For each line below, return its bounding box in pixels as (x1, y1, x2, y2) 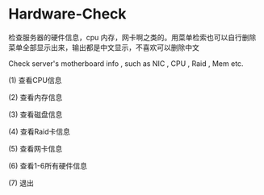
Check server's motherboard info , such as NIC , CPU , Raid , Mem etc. (8, 58, 244, 68)
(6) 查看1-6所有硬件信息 (8, 160, 87, 170)
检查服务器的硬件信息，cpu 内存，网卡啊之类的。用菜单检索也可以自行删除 (8, 32, 257, 42)
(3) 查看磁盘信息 (8, 110, 63, 119)
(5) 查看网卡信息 (8, 143, 63, 153)
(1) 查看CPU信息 (8, 75, 62, 85)
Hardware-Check (8, 5, 127, 23)
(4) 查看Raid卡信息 (8, 127, 70, 136)
